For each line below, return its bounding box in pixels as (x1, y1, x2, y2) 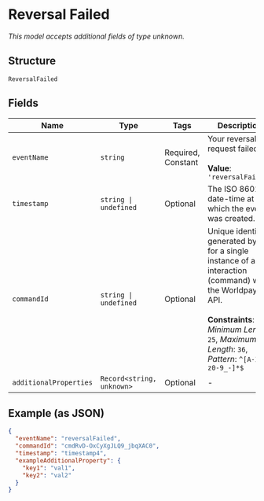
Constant (164, 157, 199, 168)
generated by (207, 235, 257, 246)
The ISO (207, 183, 238, 194)
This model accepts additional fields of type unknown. (8, 31, 185, 41)
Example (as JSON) (8, 407, 104, 420)
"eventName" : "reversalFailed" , (15, 435, 122, 443)
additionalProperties (12, 378, 93, 387)
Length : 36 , (207, 344, 248, 355)
